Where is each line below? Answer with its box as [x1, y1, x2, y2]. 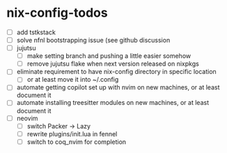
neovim [16, 114, 38, 122]
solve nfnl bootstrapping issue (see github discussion [16, 36, 171, 44]
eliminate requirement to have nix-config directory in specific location [16, 68, 217, 76]
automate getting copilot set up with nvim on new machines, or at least [16, 83, 220, 92]
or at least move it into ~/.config [26, 75, 119, 84]
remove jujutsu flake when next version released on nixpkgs [26, 59, 199, 68]
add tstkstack [16, 28, 56, 36]
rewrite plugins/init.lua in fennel [26, 129, 118, 138]
